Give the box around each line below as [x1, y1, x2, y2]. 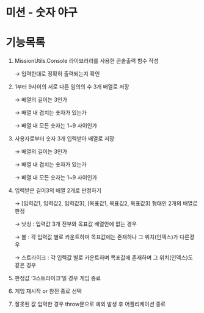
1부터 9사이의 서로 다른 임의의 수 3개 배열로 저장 [14, 83, 129, 90]
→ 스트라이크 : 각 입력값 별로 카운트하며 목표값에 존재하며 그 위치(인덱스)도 [14, 254, 194, 261]
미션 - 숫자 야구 [5, 5, 78, 20]
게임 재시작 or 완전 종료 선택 [14, 287, 82, 295]
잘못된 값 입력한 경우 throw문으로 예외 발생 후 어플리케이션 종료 [14, 300, 166, 308]
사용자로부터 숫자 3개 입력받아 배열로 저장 [14, 135, 114, 142]
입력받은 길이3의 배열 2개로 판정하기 [14, 187, 101, 194]
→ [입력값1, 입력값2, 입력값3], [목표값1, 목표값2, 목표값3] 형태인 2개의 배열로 [14, 200, 198, 207]
